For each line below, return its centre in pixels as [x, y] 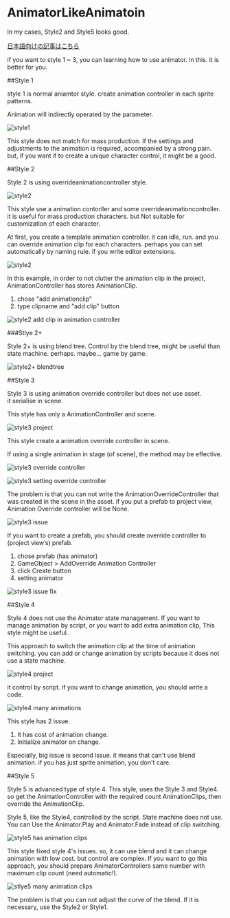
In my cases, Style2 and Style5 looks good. [68, 32]
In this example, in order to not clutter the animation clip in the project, [106, 278]
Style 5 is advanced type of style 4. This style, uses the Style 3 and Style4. [113, 789]
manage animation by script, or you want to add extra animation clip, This [111, 625]
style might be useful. [38, 632]
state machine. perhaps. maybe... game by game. [77, 353]
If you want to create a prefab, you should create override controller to [107, 535]
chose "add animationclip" [55, 299]
